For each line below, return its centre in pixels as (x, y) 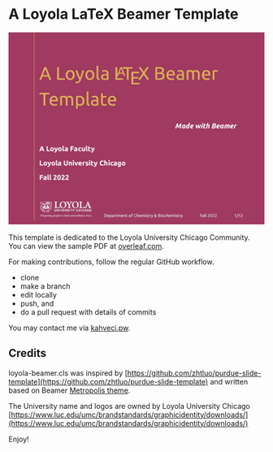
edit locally (38, 294)
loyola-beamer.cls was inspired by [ (68, 373)
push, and (37, 303)
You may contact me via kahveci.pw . (69, 328)
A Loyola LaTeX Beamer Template (123, 14)
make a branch (45, 286)
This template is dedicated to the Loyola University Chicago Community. (129, 237)
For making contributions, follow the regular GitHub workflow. (111, 262)
